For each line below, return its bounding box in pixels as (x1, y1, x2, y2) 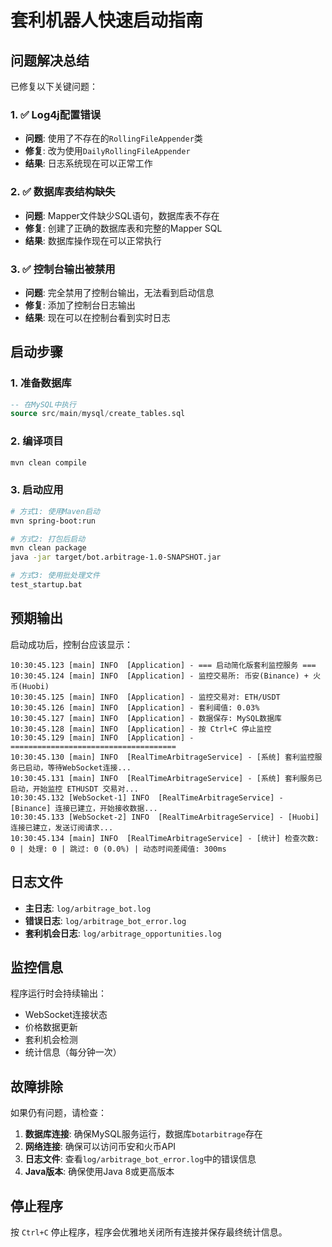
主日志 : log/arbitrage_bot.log (24, 902, 152, 914)
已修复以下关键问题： (10, 81, 98, 92)
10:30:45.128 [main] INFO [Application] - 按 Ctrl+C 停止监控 (10, 724, 272, 734)
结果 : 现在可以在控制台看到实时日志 (24, 311, 171, 323)
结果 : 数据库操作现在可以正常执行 (24, 234, 162, 246)
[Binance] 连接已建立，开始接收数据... (10, 803, 158, 813)
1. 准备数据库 (10, 376, 72, 390)
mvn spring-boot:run (10, 516, 97, 526)
